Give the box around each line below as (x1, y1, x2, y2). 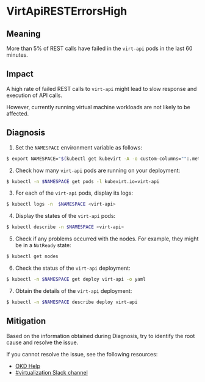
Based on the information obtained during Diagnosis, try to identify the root (6, 332, 195, 339)
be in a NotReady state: (15, 242, 71, 249)
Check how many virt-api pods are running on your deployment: (15, 167, 181, 174)
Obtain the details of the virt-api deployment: (15, 287, 132, 294)
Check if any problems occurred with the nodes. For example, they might (15, 235, 199, 242)
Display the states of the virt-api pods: (15, 212, 116, 220)
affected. (6, 110, 29, 117)
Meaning (6, 29, 41, 39)
